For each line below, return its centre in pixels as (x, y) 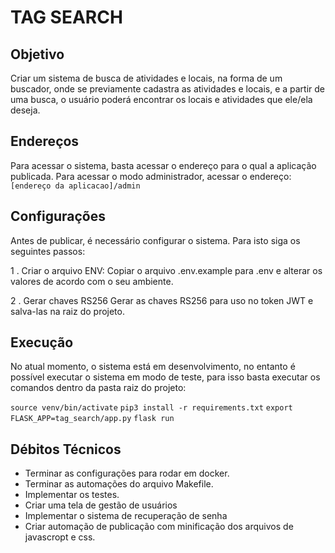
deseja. (25, 110)
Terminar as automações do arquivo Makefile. (119, 484)
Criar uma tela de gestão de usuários (101, 505)
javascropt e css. (60, 537)
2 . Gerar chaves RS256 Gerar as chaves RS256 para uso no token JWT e (162, 300)
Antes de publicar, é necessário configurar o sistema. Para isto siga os (155, 240)
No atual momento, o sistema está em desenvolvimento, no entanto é (153, 367)
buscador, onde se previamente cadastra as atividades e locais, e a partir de (168, 89)
